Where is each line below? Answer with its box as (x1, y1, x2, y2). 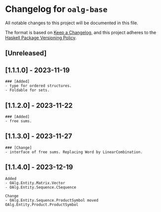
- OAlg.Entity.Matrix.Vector (5, 180, 65, 185)
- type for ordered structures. (5, 83, 72, 89)
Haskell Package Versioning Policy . (5, 35, 77, 41)
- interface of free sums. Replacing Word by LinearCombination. (5, 150, 143, 155)
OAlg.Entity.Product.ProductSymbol (5, 202, 79, 207)
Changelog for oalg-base (5, 3, 107, 15)
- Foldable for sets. (5, 88, 50, 93)
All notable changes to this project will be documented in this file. (5, 20, 139, 26)
